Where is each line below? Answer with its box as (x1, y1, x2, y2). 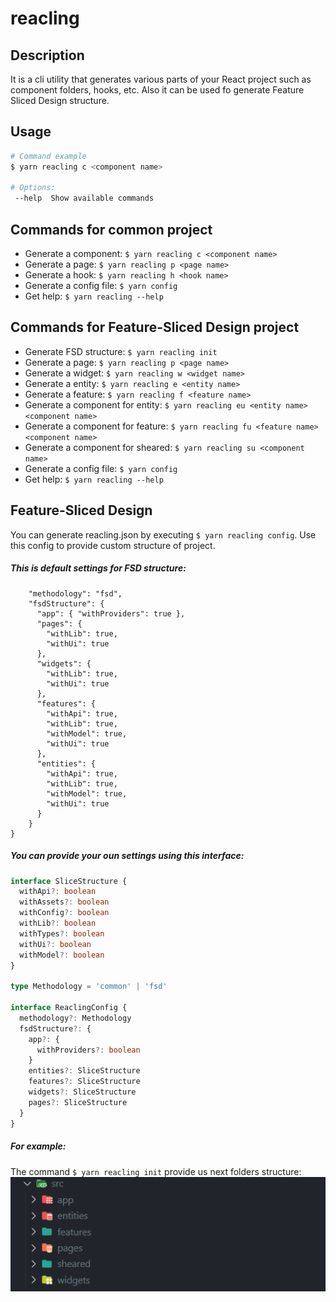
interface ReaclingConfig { (10, 1003, 128, 1013)
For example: (10, 1140, 67, 1152)
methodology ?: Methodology (19, 1013, 132, 1023)
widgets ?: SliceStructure (28, 1087, 137, 1097)
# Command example (10, 151, 87, 161)
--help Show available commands (14, 193, 155, 204)
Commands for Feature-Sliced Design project (10, 319, 300, 336)
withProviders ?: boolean (36, 1045, 141, 1055)
